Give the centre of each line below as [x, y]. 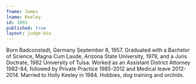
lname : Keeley [24, 17]
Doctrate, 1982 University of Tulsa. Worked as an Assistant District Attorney [98, 63]
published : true [26, 28]
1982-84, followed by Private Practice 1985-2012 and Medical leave [89, 69]
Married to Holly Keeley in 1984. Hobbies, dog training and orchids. [102, 75]
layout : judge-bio [29, 33]
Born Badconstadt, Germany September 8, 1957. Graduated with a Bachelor [98, 50]
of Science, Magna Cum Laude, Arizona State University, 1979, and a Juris [97, 56]
